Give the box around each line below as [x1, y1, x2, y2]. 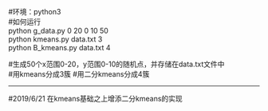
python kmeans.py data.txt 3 [8, 34, 103, 44]
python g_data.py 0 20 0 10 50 [8, 26, 109, 35]
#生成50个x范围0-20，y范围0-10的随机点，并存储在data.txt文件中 [8, 59, 225, 69]
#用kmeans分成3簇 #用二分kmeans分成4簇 [8, 69, 150, 78]
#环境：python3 [8, 7, 61, 16]
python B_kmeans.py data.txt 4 [8, 43, 111, 52]
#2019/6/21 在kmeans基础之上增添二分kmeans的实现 [8, 94, 183, 103]
